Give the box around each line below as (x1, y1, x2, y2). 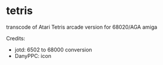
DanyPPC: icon (14, 52, 51, 59)
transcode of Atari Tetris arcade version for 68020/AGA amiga (6, 23, 158, 30)
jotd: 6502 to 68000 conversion (14, 46, 93, 53)
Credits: (6, 35, 25, 42)
